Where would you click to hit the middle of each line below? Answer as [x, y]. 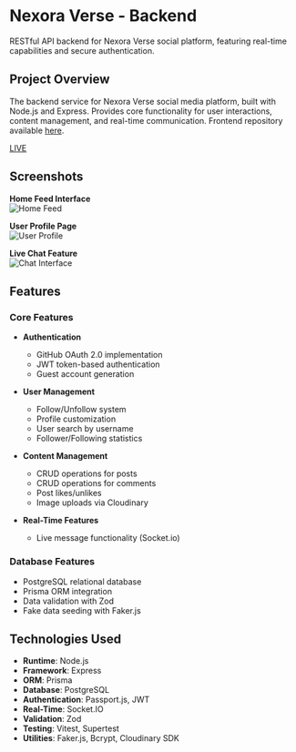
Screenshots [46, 177]
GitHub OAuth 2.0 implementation [99, 355]
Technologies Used [65, 639]
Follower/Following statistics [89, 439]
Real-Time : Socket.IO [63, 709]
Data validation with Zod [68, 601]
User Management [59, 391]
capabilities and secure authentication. [82, 50]
